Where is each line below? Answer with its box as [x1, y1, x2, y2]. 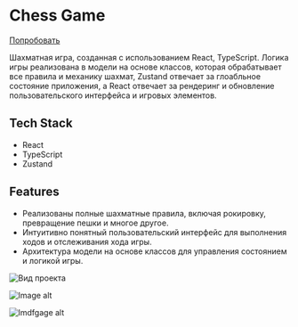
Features [9, 184, 60, 200]
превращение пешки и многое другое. [21, 217, 169, 228]
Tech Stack [9, 116, 73, 131]
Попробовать [9, 35, 60, 45]
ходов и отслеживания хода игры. [21, 236, 153, 247]
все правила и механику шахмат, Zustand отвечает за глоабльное [9, 70, 261, 81]
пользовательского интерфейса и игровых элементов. [9, 90, 217, 101]
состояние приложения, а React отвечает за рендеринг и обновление [9, 80, 275, 91]
